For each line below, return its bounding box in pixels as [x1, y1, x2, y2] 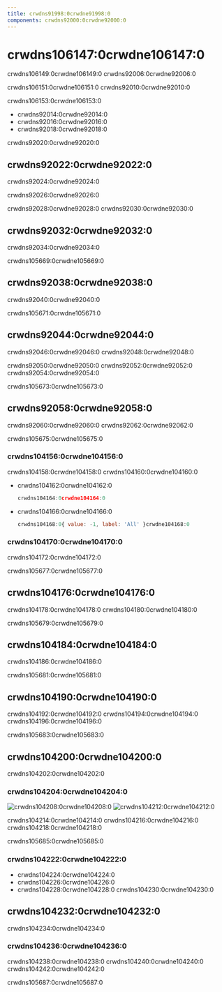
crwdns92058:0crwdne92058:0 [7, 403, 153, 414]
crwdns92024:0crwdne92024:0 [7, 177, 100, 186]
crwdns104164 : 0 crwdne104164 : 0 [17, 495, 106, 502]
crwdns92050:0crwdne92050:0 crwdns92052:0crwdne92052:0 [7, 361, 193, 370]
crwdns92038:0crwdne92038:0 [7, 277, 154, 289]
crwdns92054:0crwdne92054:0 [7, 368, 100, 377]
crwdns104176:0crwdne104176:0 [7, 587, 156, 599]
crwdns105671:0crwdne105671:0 [7, 308, 101, 317]
